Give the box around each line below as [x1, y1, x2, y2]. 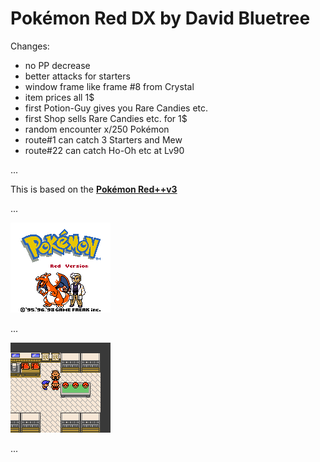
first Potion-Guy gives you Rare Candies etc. [24, 102, 209, 114]
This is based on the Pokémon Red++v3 [10, 183, 178, 195]
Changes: [10, 40, 50, 52]
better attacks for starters [24, 70, 131, 82]
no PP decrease [24, 59, 91, 71]
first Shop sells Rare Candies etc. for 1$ [24, 112, 188, 124]
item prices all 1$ [24, 91, 95, 103]
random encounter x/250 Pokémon [24, 123, 170, 135]
